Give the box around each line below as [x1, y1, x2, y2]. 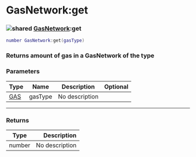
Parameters [6, 67, 40, 76]
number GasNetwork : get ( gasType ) [6, 37, 85, 44]
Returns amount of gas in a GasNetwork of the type [6, 52, 155, 60]
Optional [104, 83, 129, 91]
